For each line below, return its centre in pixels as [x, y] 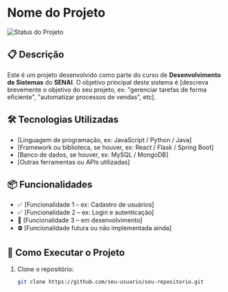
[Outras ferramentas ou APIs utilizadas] [73, 162]
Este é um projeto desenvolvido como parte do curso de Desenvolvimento [114, 75]
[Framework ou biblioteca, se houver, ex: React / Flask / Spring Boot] [115, 147]
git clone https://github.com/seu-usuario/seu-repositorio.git [111, 282]
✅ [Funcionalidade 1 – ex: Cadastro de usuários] [86, 205]
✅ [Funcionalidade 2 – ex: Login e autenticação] [86, 212]
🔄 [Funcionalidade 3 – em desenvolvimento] [80, 221]
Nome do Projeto [56, 13]
